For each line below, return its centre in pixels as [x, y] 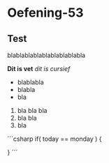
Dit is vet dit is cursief [39, 69]
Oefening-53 [45, 13]
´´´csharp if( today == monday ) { [55, 139]
